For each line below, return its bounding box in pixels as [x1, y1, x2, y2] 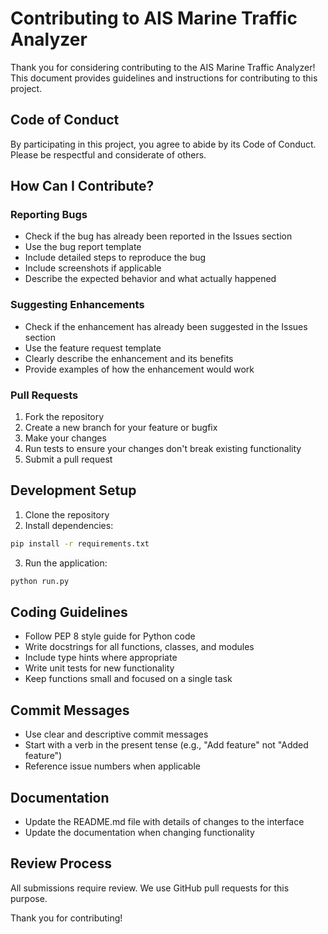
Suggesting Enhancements [10, 298, 145, 312]
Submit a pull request [24, 453, 113, 466]
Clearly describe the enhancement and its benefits [24, 352, 234, 364]
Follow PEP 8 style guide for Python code [24, 630, 196, 642]
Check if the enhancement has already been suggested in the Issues [24, 320, 308, 332]
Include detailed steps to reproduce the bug [24, 252, 207, 264]
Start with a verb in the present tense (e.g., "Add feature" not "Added [24, 739, 309, 751]
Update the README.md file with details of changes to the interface [24, 816, 305, 828]
